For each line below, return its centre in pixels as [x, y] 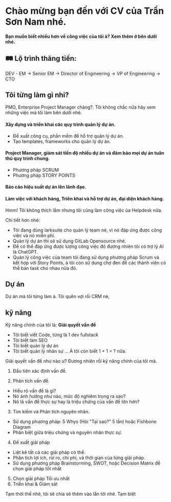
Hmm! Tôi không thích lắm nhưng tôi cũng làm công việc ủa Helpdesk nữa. [84, 210]
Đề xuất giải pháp [31, 443]
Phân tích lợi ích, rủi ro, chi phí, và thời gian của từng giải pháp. [79, 458]
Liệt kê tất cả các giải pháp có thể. [49, 452]
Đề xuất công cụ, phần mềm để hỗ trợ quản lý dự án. [68, 136]
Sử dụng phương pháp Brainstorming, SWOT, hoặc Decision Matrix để [87, 463]
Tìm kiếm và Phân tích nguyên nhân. [51, 412]
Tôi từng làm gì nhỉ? [37, 95]
